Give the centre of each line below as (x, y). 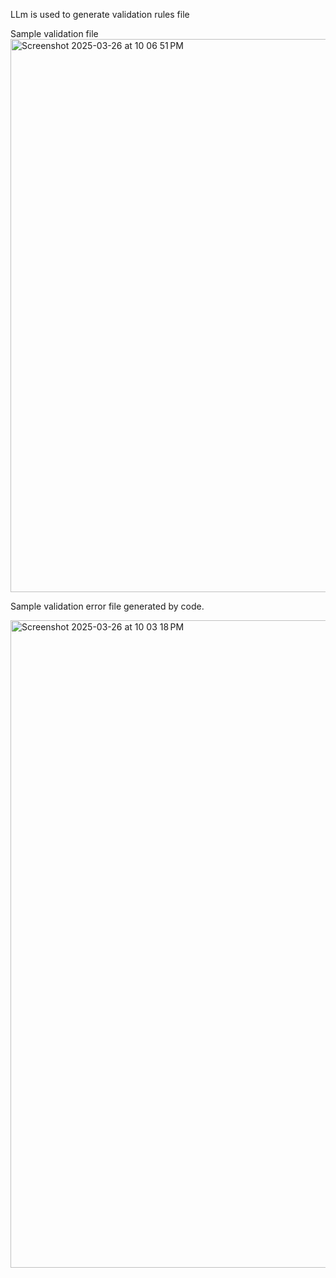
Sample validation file (54, 33)
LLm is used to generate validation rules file (100, 14)
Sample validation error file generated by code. (107, 606)
